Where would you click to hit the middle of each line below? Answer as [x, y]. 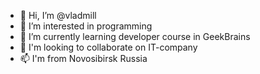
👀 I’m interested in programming [86, 26]
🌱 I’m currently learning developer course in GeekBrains [135, 36]
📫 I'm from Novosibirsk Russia [83, 58]
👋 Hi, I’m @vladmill [58, 15]
